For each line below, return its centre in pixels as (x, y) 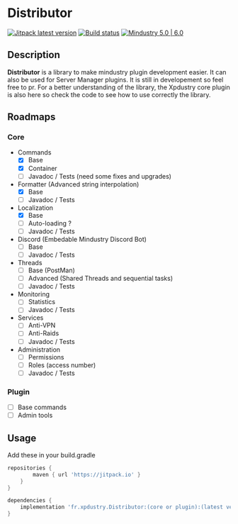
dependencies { (30, 501)
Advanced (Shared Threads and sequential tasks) (101, 279)
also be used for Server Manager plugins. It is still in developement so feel (115, 79)
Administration (39, 350)
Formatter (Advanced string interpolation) (78, 184)
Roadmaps (32, 117)
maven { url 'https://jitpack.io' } (87, 474)
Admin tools (35, 416)
